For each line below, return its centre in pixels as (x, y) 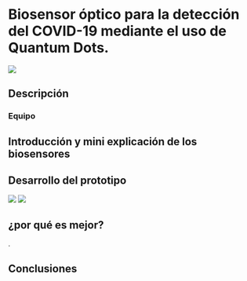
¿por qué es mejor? (56, 225)
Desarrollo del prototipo (67, 181)
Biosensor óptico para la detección (124, 15)
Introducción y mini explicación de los (103, 142)
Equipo (22, 116)
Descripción (38, 94)
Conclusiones (43, 268)
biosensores (39, 153)
